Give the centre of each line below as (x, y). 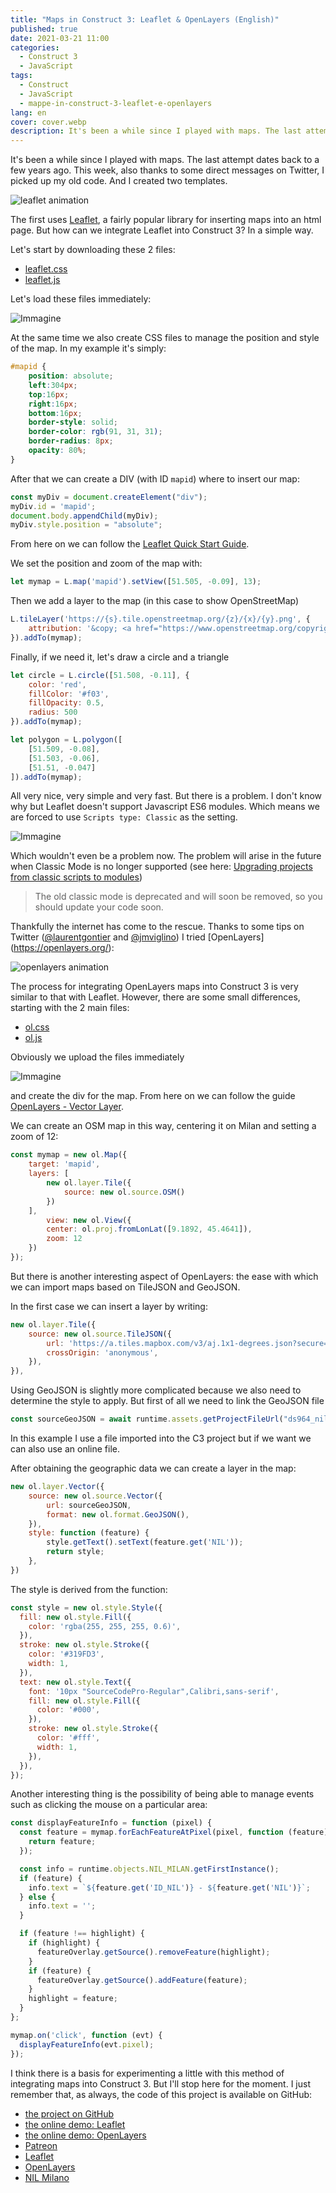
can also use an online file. (65, 1449)
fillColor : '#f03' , (69, 694)
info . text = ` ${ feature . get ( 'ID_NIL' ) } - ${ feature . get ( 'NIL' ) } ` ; (169, 1887)
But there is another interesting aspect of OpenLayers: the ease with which (164, 1276)
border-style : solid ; (73, 422)
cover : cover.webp (48, 122)
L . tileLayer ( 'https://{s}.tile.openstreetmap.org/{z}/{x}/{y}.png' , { (160, 619)
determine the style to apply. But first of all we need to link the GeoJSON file (167, 1401)
